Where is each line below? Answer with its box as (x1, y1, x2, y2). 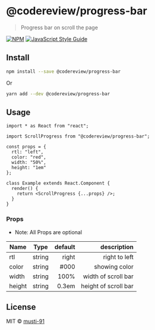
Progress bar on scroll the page (20, 24, 98, 31)
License (6, 302, 36, 312)
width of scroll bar (83, 272, 134, 281)
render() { (11, 186, 39, 192)
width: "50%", (11, 160, 46, 166)
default (54, 242, 75, 251)
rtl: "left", (11, 149, 44, 155)
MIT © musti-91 (6, 317, 45, 325)
